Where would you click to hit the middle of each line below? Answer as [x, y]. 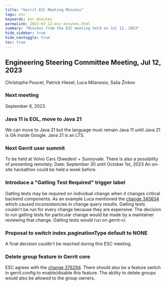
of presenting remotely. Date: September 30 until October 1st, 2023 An [78, 164]
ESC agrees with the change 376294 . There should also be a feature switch [83, 268]
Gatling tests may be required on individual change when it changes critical [83, 193]
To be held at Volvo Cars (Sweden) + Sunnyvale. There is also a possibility [82, 159]
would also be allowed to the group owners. [50, 278]
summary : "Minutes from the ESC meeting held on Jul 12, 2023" [72, 28]
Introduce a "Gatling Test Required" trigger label [65, 183]
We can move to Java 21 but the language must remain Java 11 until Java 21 [83, 130]
